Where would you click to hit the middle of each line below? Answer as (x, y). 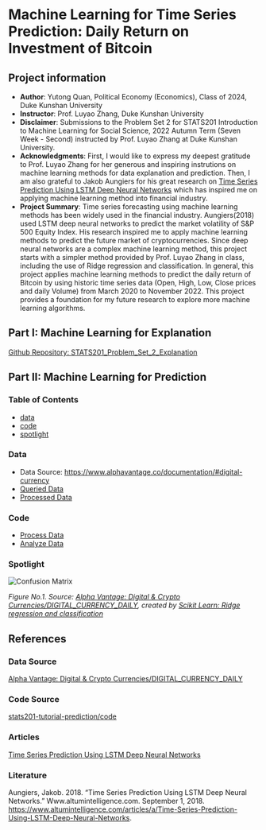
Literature (28, 775)
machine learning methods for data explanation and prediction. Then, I (135, 173)
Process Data (42, 535)
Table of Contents (44, 400)
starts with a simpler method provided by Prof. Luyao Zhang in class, (132, 257)
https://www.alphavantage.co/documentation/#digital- (154, 471)
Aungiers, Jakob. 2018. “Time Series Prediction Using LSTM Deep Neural (128, 792)
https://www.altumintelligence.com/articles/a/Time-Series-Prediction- (123, 809)
